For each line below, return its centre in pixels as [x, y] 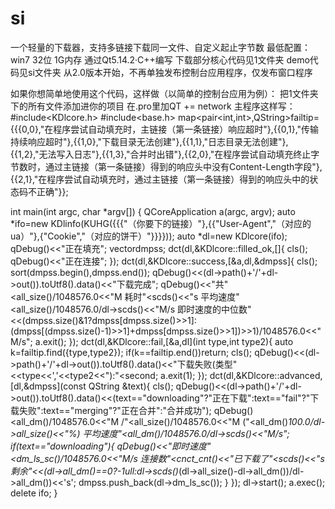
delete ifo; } [34, 493]
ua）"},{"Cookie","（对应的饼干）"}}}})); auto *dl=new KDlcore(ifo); [149, 236]
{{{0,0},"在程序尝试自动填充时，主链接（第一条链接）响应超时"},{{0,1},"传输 [165, 129]
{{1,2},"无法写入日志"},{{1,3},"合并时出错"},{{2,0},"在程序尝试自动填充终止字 [165, 154]
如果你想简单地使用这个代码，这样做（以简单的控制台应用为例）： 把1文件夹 [164, 93]
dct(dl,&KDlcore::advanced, [266, 375]
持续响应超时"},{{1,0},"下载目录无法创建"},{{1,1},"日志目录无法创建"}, [149, 141]
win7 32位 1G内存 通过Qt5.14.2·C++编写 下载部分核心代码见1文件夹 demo [160, 59]
